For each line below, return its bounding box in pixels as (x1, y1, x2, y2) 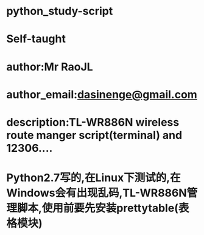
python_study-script (6, 4, 113, 18)
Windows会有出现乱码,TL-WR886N (6, 186, 187, 200)
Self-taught (6, 32, 66, 46)
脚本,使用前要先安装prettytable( (17, 202, 178, 215)
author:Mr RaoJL (6, 60, 93, 73)
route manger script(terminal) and (6, 128, 183, 142)
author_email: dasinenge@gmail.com (6, 87, 198, 101)
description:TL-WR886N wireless (6, 115, 180, 129)
